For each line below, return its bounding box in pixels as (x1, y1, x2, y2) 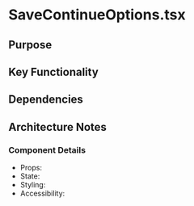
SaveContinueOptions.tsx (8, 6, 186, 24)
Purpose (8, 38, 53, 52)
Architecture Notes (8, 120, 108, 134)
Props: (19, 163, 43, 173)
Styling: (19, 180, 46, 190)
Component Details (8, 144, 86, 155)
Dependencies (8, 93, 83, 107)
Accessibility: (19, 188, 65, 199)
